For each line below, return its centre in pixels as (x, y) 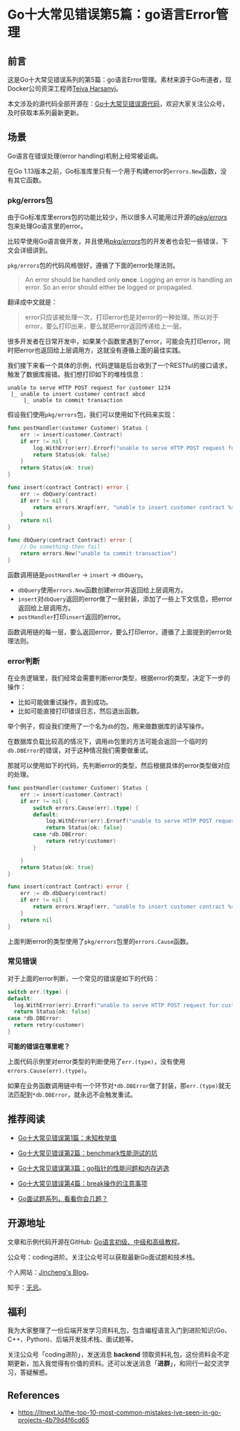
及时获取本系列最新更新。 (45, 113)
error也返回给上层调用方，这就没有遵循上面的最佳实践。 (102, 350)
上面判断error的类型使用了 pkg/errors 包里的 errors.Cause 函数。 (100, 941)
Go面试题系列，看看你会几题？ (63, 1198)
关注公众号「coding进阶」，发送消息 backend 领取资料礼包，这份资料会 (112, 1355)
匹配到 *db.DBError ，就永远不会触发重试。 (75, 1095)
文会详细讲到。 (29, 250)
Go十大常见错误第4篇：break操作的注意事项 (82, 1183)
